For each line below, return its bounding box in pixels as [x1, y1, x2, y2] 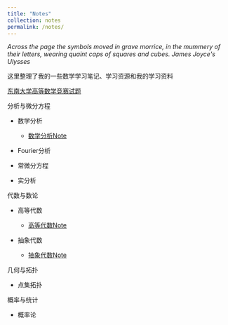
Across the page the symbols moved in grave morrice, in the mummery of [7, 43, 221, 51]
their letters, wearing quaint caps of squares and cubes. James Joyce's [7, 50, 216, 58]
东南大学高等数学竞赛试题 [7, 87, 81, 95]
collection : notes [7, 17, 61, 24]
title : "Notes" [7, 10, 52, 18]
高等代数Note [27, 221, 67, 230]
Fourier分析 [17, 147, 51, 155]
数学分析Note [27, 131, 67, 140]
